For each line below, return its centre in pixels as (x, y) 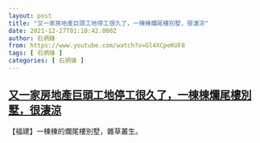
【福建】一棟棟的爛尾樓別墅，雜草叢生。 (75, 131)
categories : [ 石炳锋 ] (46, 61)
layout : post (30, 16)
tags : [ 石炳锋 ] (35, 53)
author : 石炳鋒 (32, 38)
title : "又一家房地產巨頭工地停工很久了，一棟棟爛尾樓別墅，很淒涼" (109, 23)
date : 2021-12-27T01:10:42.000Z (62, 31)
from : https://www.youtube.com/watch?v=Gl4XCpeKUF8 (97, 46)
